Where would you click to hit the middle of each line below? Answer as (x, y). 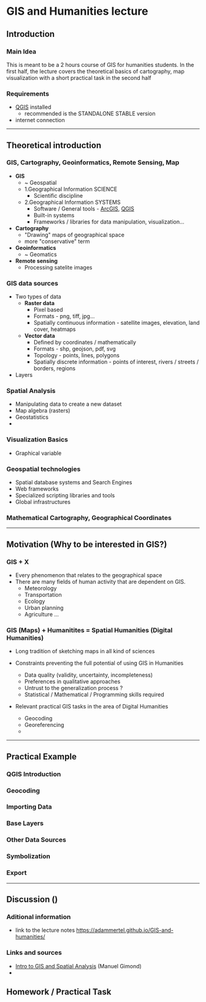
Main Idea (21, 52)
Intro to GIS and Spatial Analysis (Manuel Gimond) (78, 966)
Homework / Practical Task (59, 992)
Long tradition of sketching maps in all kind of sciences (85, 651)
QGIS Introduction (34, 774)
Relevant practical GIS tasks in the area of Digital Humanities (92, 707)
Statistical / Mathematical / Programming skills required (94, 694)
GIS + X (18, 562)
